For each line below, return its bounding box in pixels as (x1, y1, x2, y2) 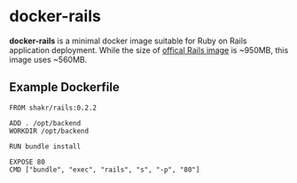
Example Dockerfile (9, 80, 120, 95)
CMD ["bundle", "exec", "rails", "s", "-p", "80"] (9, 165, 200, 174)
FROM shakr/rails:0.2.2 (9, 103, 98, 112)
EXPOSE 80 (9, 157, 46, 166)
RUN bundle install (9, 141, 82, 151)
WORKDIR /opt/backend (9, 126, 90, 135)
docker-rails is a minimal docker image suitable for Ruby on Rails (9, 35, 247, 46)
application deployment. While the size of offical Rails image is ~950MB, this (9, 44, 289, 55)
